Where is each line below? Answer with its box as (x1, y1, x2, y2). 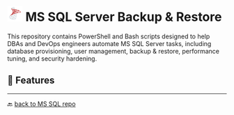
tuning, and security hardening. (7, 54, 97, 63)
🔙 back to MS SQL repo (7, 100, 76, 108)
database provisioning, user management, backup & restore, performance (7, 47, 219, 55)
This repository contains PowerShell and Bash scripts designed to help (7, 32, 210, 40)
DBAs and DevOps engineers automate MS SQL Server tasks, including (7, 39, 212, 47)
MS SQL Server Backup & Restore (25, 9, 222, 25)
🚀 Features (7, 75, 55, 86)
